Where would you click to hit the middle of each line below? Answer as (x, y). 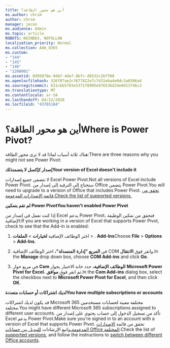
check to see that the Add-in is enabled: (47, 226)
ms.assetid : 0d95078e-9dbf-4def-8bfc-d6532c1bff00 (60, 76)
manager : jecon (21, 24)
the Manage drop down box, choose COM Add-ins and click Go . (80, 257)
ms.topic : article (25, 34)
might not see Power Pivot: (33, 160)
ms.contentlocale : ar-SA (31, 95)
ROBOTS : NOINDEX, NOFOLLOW (34, 39)
